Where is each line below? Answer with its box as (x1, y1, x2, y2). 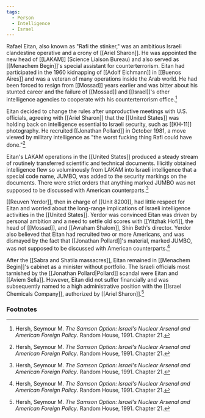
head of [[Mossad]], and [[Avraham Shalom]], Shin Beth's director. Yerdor (6, 224, 192, 232)
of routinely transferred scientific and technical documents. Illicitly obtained (6, 159, 196, 167)
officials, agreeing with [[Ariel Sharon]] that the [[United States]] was (6, 114, 179, 121)
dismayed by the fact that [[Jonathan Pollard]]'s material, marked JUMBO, (6, 237, 192, 244)
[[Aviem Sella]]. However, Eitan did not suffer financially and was (6, 276, 169, 283)
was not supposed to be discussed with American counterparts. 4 (6, 244, 170, 252)
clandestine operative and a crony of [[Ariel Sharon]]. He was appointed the (6, 50, 197, 57)
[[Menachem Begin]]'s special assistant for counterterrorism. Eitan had (6, 62, 185, 70)
